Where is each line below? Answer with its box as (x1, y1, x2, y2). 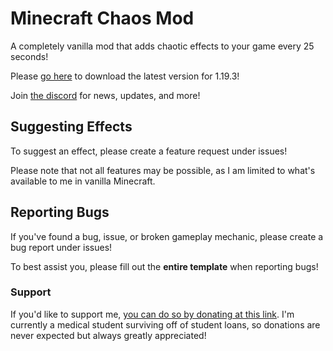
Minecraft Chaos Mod (10, 7, 195, 30)
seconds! (10, 50, 49, 62)
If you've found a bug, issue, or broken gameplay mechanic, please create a (10, 230, 324, 242)
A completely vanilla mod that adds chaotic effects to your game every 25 (10, 40, 315, 52)
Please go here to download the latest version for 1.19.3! (10, 70, 240, 82)
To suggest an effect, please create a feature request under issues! (10, 145, 288, 157)
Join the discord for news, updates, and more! (10, 89, 201, 101)
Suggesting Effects (10, 118, 133, 136)
